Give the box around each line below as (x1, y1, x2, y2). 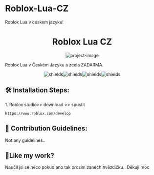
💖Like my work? (5, 151, 55, 159)
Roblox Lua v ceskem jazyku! (5, 19, 64, 25)
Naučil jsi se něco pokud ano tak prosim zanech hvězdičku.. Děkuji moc (5, 164, 150, 170)
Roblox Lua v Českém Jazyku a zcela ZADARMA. (5, 62, 104, 67)
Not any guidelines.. (5, 137, 45, 143)
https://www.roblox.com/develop (5, 111, 71, 116)
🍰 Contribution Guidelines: (5, 124, 88, 132)
